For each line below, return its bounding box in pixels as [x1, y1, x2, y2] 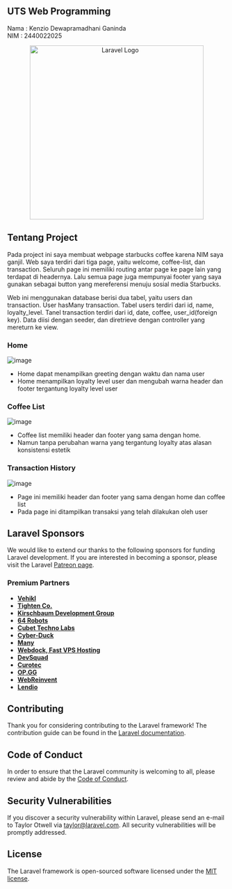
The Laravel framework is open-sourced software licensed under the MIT [7, 867, 217, 875]
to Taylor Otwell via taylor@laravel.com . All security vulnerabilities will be [7, 821, 217, 829]
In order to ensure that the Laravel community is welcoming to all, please [7, 767, 215, 776]
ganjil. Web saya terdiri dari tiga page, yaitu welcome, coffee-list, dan [7, 258, 206, 266]
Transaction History [7, 463, 76, 473]
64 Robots [17, 616, 49, 624]
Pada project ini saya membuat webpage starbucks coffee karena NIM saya [7, 250, 224, 258]
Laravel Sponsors [7, 527, 85, 539]
